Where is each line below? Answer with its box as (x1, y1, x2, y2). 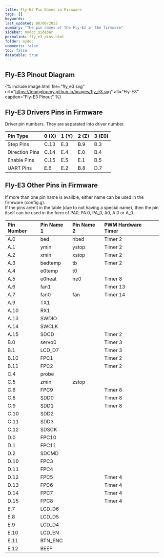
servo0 (40, 339, 57, 346)
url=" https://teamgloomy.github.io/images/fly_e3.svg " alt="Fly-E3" (5, 89, 139, 95)
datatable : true (5, 52, 38, 58)
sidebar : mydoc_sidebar (5, 30, 54, 35)
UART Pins (7, 165, 32, 171)
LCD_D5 (40, 513, 60, 520)
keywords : (5, 16, 25, 21)
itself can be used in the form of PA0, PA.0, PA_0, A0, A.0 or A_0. (5, 209, 135, 215)
